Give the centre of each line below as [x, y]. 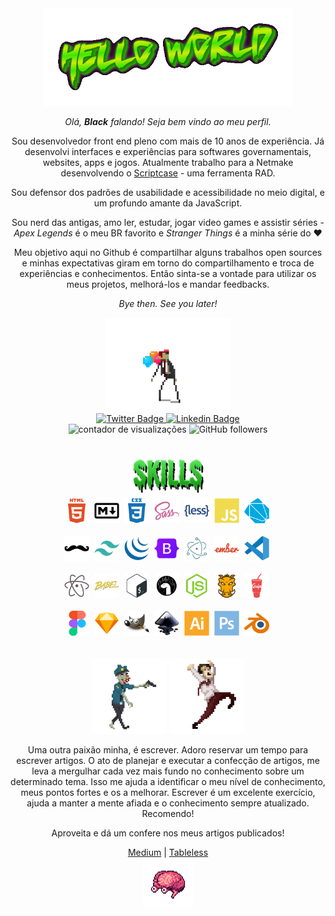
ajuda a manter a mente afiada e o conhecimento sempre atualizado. [168, 803]
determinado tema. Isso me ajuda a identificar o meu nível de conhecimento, [168, 782]
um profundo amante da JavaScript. [168, 203]
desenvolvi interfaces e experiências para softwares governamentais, [168, 151]
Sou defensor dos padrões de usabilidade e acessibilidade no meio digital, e [168, 192]
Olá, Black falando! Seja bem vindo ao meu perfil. [168, 121]
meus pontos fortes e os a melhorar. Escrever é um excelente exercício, [168, 793]
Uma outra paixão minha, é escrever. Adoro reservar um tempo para [168, 750]
